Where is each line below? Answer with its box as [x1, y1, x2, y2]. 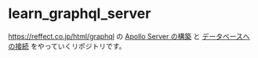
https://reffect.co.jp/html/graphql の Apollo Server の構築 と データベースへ [8, 31, 250, 41]
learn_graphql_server [8, 5, 151, 23]
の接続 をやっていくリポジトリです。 [8, 41, 126, 51]
